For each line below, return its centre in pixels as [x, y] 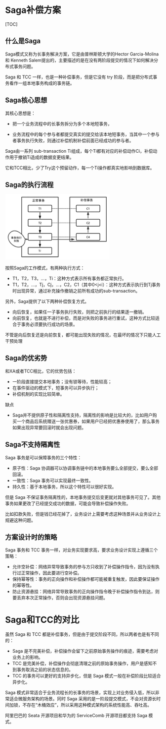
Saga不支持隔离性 [33, 445]
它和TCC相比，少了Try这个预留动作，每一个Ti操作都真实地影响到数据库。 [80, 168]
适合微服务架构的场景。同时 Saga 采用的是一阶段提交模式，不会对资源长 [83, 699]
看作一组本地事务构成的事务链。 [42, 83]
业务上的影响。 [27, 657]
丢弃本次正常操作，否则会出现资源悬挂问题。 [62, 598]
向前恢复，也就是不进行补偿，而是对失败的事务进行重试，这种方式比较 [84, 318]
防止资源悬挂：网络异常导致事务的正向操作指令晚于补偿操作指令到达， [84, 592]
